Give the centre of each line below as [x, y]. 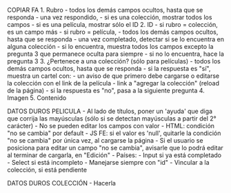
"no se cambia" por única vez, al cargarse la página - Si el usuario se [105, 140]
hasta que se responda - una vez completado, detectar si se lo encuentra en [116, 39]
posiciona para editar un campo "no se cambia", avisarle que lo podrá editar [115, 148]
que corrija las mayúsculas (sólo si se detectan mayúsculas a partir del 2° [112, 119]
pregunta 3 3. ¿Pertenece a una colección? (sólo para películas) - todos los [114, 61]
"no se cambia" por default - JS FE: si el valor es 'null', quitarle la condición [114, 133]
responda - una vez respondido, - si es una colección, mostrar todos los [110, 17]
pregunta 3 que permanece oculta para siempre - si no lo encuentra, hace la [115, 54]
